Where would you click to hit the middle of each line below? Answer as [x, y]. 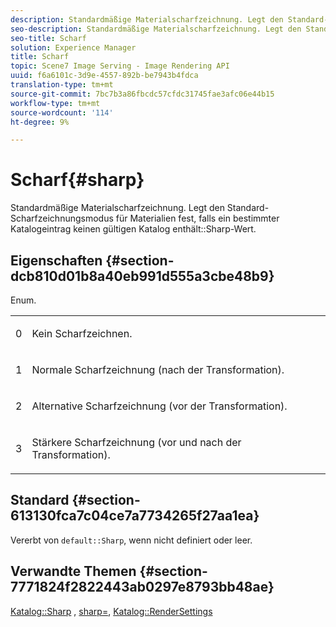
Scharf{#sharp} [77, 180]
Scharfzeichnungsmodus [62, 218]
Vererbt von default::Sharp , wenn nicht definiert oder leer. [131, 540]
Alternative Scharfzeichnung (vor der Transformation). [159, 406]
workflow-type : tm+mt [55, 103]
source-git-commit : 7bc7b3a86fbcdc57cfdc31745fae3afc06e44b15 [142, 94]
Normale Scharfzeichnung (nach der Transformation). [158, 369]
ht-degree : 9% [40, 122]
